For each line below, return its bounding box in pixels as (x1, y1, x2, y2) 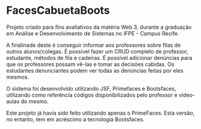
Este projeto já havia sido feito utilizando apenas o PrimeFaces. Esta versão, (6, 109, 195, 116)
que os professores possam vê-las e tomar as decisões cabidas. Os (6, 61, 175, 68)
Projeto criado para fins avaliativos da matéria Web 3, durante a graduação (6, 23, 192, 31)
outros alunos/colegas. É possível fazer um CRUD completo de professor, (6, 47, 188, 55)
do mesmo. (20, 97, 49, 105)
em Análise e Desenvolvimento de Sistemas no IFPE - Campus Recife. (6, 29, 179, 37)
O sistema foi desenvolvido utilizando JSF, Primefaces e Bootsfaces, (6, 85, 176, 92)
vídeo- (178, 91, 196, 98)
